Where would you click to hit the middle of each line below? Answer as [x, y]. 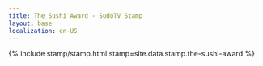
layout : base [30, 23]
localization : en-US [43, 31]
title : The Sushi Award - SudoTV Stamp [76, 16]
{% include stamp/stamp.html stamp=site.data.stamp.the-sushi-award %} [131, 54]
